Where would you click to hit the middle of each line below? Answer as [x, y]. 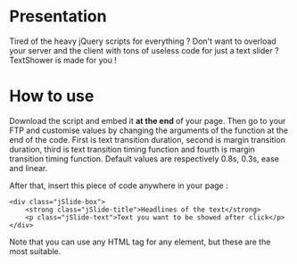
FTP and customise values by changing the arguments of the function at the [148, 130]
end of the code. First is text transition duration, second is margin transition [147, 139]
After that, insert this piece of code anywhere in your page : [119, 186]
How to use [52, 96]
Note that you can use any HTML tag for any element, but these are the [140, 242]
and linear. [29, 168]
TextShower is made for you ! [63, 60]
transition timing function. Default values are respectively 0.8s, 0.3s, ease [144, 159]
